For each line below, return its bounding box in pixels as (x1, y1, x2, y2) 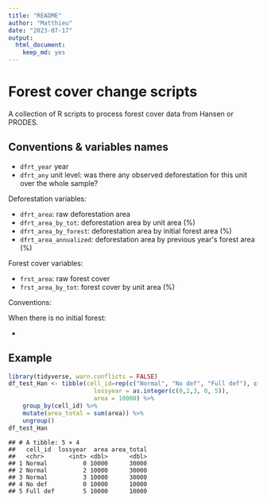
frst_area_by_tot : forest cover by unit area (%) (19, 282, 176, 292)
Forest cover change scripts (8, 83, 198, 101)
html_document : (15, 41, 66, 49)
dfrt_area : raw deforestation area (19, 209, 131, 218)
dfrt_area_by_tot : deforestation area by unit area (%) (19, 218, 196, 227)
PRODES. (8, 117, 39, 127)
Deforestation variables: (8, 194, 87, 203)
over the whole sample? (19, 178, 99, 187)
